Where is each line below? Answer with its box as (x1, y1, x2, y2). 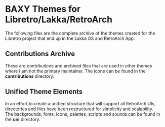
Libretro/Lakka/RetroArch (5, 14, 113, 25)
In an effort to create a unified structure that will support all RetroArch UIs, (5, 100, 156, 106)
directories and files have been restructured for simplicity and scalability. (5, 106, 154, 112)
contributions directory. (5, 73, 54, 79)
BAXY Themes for (5, 3, 81, 15)
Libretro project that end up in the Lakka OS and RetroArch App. (5, 35, 135, 41)
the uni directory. (5, 116, 41, 122)
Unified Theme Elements (5, 88, 83, 96)
